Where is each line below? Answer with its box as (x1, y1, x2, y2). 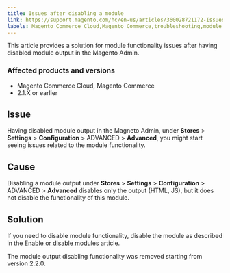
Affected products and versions (7, 66, 115, 75)
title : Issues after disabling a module (7, 10, 125, 17)
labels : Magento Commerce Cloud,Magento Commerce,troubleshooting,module (7, 23, 222, 29)
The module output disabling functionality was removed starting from (7, 252, 203, 261)
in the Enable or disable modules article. (7, 239, 120, 247)
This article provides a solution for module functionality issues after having (7, 42, 218, 50)
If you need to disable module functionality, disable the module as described (7, 232, 222, 240)
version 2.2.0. (7, 259, 46, 268)
